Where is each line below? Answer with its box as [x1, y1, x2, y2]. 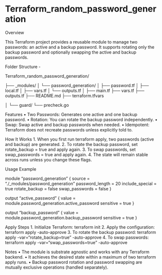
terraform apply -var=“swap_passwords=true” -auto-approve [5, 239, 128, 245]
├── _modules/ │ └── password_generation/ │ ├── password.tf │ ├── [5, 82, 149, 88]
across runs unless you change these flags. [5, 157, 92, 162]
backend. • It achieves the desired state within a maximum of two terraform [5, 254, 156, 260]
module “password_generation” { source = [5, 175, 90, 181]
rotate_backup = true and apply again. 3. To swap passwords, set [5, 146, 136, 152]
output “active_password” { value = [5, 195, 76, 201]
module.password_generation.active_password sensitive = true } [5, 200, 134, 206]
